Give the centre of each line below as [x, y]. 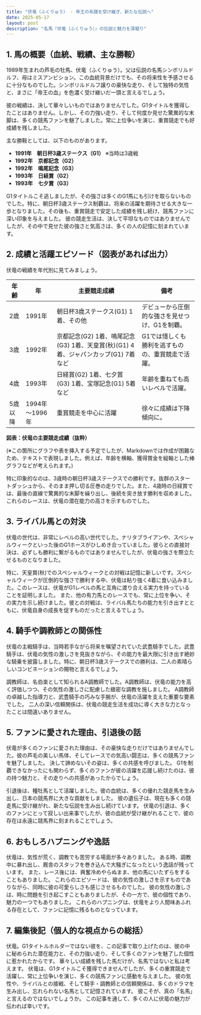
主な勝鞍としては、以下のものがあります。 [58, 141]
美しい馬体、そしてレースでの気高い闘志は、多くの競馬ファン [118, 756]
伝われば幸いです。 [29, 1006]
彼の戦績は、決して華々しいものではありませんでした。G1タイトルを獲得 [95, 105]
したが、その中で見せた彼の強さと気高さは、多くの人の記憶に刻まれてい [95, 226]
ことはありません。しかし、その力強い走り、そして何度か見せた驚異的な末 [103, 113]
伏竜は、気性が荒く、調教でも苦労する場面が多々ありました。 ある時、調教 [99, 857]
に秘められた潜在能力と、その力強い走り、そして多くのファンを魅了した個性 [100, 953]
